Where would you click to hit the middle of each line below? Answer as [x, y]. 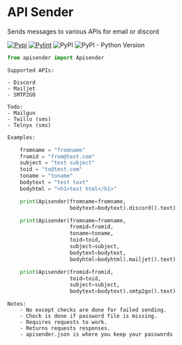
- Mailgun [22, 113]
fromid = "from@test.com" [58, 156]
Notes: [17, 304]
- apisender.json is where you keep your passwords [96, 335]
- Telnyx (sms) [29, 125]
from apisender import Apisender [56, 58]
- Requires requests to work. [64, 322]
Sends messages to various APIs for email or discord [83, 31]
